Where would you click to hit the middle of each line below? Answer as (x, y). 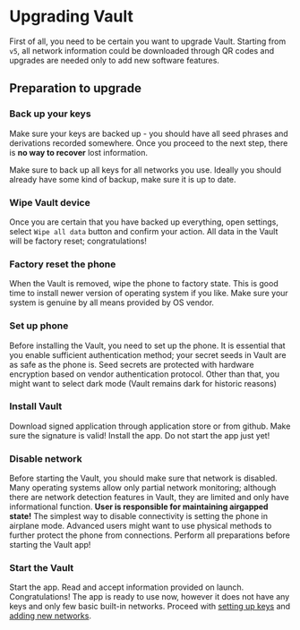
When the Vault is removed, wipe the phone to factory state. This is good (144, 284)
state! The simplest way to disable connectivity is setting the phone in (139, 516)
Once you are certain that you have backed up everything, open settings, (144, 222)
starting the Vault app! (50, 545)
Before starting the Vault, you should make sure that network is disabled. (143, 478)
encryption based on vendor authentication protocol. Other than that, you (145, 374)
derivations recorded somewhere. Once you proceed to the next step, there (149, 143)
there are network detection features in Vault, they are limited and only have (149, 498)
